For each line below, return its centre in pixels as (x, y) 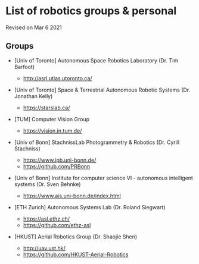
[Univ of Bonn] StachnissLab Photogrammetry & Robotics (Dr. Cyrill (97, 142)
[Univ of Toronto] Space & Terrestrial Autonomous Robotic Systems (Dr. (102, 90)
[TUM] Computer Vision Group (52, 119)
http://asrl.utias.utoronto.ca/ (58, 78)
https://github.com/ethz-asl (57, 225)
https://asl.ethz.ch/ (46, 219)
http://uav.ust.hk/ (44, 248)
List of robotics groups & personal (91, 11)
